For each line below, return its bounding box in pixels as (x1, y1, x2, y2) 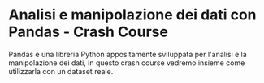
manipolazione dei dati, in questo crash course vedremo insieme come (8, 58, 245, 68)
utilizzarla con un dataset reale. (8, 66, 114, 76)
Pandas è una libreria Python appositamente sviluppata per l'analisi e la (8, 49, 248, 59)
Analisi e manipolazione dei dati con (8, 6, 258, 24)
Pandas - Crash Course (8, 23, 169, 41)
